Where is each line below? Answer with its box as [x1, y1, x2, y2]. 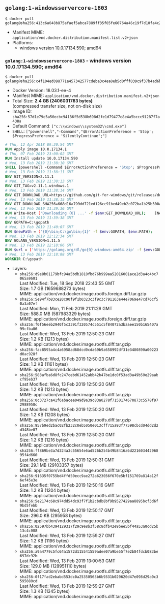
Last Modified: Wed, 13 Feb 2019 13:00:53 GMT [19, 558, 115, 564]
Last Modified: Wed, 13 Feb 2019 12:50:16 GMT [19, 482, 114, 488]
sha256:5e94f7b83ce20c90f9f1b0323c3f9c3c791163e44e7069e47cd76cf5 [19, 297, 159, 302]
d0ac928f [19, 351, 38, 356]
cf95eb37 [19, 377, 38, 381]
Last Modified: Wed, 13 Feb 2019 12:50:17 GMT [19, 507, 114, 513]
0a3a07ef [19, 301, 38, 306]
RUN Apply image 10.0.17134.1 [5, 147, 67, 152]
